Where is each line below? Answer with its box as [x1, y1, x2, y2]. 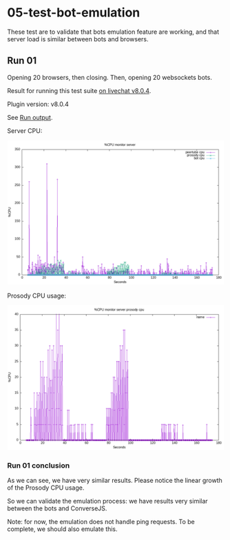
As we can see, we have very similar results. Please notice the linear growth [7, 477, 222, 485]
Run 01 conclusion [7, 461, 70, 470]
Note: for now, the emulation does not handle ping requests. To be [7, 518, 195, 526]
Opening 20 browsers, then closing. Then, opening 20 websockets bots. [7, 73, 212, 81]
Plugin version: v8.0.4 [7, 100, 69, 108]
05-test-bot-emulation [7, 5, 140, 21]
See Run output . [7, 113, 53, 121]
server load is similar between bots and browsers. [7, 34, 149, 43]
